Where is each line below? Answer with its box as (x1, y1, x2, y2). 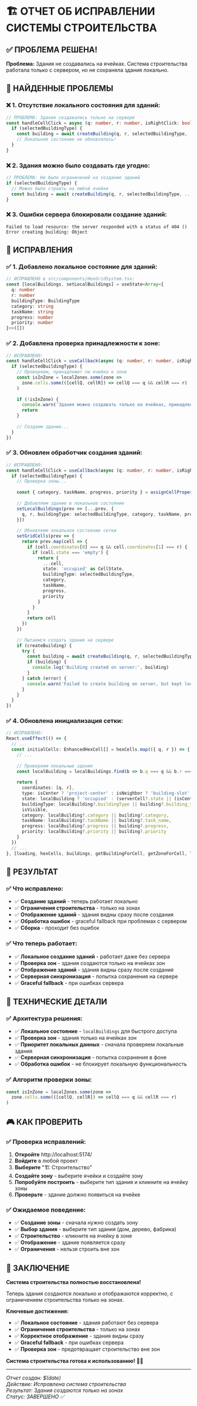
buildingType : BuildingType (11, 298, 80, 304)
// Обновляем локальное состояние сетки (16, 528, 117, 533)
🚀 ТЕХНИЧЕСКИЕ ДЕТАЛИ (6, 996, 107, 1007)
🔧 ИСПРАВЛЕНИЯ (6, 245, 73, 255)
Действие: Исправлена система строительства (6, 1381, 127, 1387)
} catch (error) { (21, 675, 67, 681)
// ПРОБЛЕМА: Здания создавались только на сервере (6, 114, 135, 121)
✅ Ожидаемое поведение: (6, 1205, 86, 1213)
